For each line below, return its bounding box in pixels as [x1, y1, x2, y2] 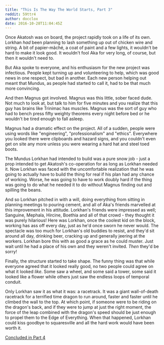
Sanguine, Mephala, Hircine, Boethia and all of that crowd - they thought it [5, 212, 155, 218]
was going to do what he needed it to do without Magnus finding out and [5, 182, 152, 188]
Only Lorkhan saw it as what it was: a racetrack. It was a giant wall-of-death [5, 289, 159, 294]
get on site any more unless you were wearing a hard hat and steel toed [5, 141, 150, 147]
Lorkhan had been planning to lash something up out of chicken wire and [5, 40, 153, 46]
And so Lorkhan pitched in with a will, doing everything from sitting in [5, 197, 145, 203]
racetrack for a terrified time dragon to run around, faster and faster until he [5, 294, 158, 300]
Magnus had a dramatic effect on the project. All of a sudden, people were [5, 126, 155, 132]
